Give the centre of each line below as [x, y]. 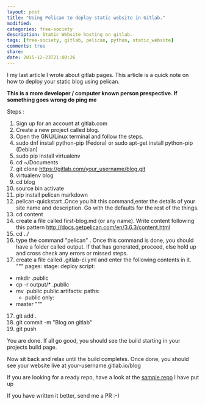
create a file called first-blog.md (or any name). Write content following [105, 221]
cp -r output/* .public [42, 284]
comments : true [26, 46]
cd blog [25, 181]
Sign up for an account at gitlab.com [61, 123]
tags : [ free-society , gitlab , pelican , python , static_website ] [90, 40]
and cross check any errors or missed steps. [72, 253]
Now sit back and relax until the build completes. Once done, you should [98, 359]
